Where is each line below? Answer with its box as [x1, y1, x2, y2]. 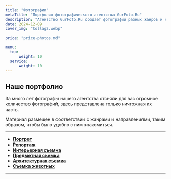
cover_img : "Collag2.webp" [5, 26, 63, 31]
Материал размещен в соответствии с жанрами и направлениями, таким [5, 116, 166, 122]
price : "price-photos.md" [5, 35, 60, 41]
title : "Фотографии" [5, 7, 49, 13]
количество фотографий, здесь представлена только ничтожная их [5, 101, 152, 107]
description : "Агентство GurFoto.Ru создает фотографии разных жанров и [5, 17, 163, 22]
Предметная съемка [12, 153, 60, 159]
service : [10, 59, 28, 64]
